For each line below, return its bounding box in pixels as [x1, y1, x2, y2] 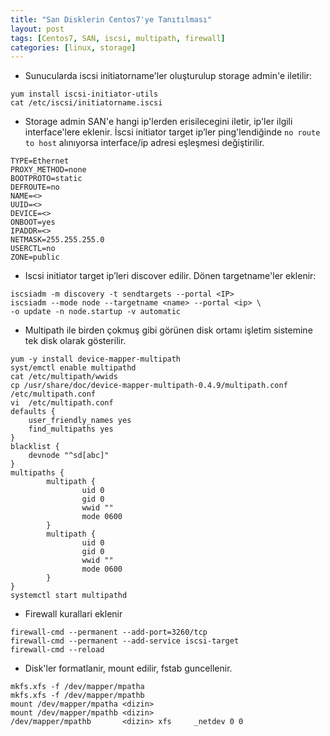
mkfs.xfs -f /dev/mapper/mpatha [10, 682, 145, 692]
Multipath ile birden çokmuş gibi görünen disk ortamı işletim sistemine [24, 324, 313, 336]
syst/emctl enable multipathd [10, 363, 137, 373]
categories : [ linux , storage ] [10, 42, 137, 53]
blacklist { [10, 442, 60, 452]
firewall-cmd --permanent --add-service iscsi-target [10, 636, 240, 646]
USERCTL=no [10, 244, 56, 254]
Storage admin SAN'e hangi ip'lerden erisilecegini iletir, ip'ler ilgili [24, 116, 293, 128]
